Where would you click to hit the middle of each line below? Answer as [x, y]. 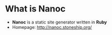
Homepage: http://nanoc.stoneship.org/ [52, 27]
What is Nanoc [35, 9]
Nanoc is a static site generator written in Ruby [59, 22]
